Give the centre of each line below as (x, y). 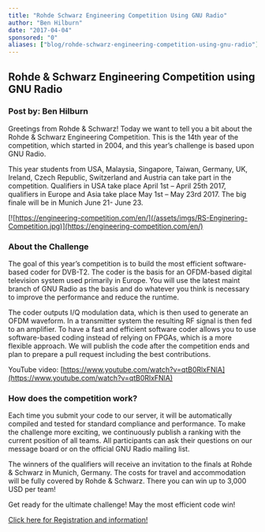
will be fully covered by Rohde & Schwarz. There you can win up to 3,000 (127, 481)
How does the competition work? (73, 399)
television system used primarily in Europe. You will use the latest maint (124, 281)
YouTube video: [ (35, 370)
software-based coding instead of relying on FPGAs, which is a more (120, 338)
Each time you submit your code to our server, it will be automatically (120, 415)
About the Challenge (49, 247)
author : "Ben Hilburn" (45, 23)
